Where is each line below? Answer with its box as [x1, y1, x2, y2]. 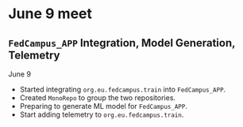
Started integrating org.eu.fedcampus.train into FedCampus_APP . [19, 84, 226, 94]
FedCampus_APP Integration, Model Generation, [8, 36, 236, 50]
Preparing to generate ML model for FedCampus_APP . [19, 102, 188, 110]
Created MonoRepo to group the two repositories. [19, 93, 176, 103]
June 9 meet [8, 5, 93, 23]
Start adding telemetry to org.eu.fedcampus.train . [19, 110, 184, 119]
